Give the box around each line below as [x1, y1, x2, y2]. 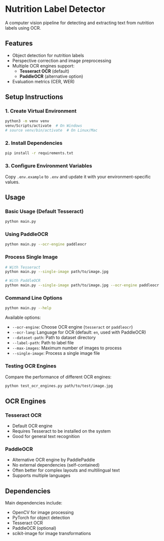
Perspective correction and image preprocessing [12, 58, 111, 64]
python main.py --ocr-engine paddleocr [5, 242, 87, 247]
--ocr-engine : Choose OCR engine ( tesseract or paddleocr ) [12, 324, 133, 330]
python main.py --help [5, 305, 52, 311]
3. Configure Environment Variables [5, 163, 92, 169]
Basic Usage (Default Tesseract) [5, 208, 84, 215]
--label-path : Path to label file [12, 340, 74, 346]
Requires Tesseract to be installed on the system [12, 428, 111, 434]
